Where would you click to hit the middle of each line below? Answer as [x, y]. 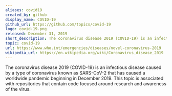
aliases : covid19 [24, 10]
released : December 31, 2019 [36, 34]
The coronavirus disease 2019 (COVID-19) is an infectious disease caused [83, 67]
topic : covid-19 [23, 43]
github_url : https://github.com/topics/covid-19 [58, 24]
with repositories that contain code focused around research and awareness [86, 83]
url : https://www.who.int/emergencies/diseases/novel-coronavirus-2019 [83, 48]
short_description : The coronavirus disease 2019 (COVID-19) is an [79, 39]
